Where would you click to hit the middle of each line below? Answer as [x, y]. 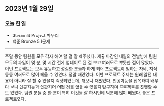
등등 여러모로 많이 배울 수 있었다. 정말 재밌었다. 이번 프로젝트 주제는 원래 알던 [79, 74]
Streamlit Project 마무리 [35, 35]
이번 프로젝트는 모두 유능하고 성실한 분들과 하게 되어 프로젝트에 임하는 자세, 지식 [81, 68]
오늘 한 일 [15, 24]
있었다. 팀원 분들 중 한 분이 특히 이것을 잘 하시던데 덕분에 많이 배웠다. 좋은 [80, 93]
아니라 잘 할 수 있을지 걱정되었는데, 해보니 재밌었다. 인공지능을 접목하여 [82, 80]
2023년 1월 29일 [29, 9]
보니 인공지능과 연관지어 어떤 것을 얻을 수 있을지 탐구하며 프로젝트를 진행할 [81, 87]
